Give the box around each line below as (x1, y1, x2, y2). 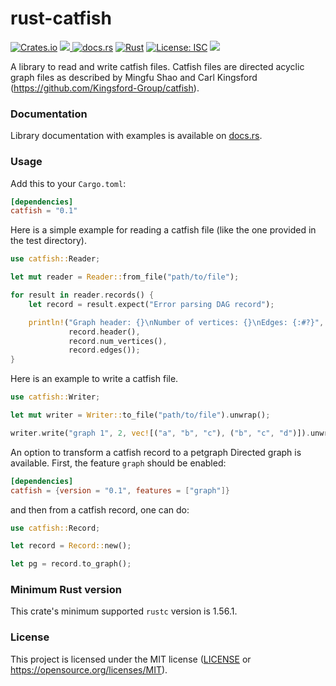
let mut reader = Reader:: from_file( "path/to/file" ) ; (10, 272, 240, 282)
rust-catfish (10, 7, 112, 30)
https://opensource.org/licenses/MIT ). (10, 663, 168, 676)
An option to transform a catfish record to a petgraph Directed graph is (10, 446, 302, 458)
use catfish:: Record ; (10, 523, 101, 533)
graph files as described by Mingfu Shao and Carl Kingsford (10, 71, 258, 83)
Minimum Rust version (10, 583, 122, 597)
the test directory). (10, 235, 87, 247)
